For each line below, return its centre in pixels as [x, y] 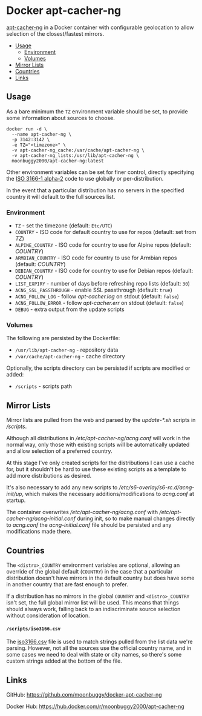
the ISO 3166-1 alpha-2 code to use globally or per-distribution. [85, 178]
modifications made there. [39, 532]
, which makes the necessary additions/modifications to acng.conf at [108, 494]
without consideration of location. [48, 615]
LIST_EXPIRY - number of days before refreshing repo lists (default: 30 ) [103, 284]
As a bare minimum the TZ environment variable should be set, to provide [97, 111]
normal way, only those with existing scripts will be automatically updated [98, 445]
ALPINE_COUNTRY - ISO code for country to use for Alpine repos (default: [103, 245]
